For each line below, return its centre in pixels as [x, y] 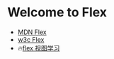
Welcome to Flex [57, 12]
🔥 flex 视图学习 [39, 48]
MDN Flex [32, 32]
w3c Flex [31, 39]
